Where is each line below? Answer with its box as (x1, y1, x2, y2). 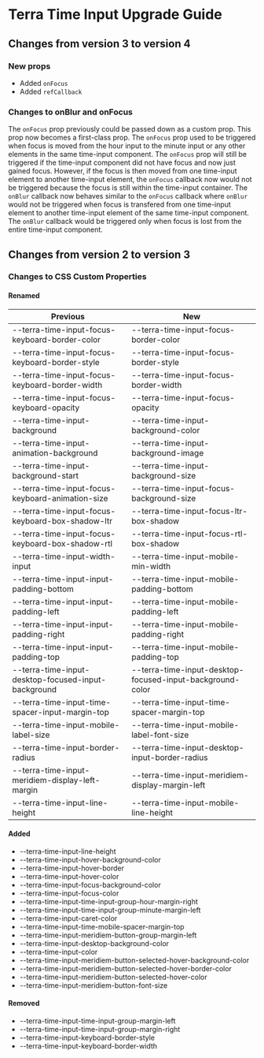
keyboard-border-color (12, 333, 101, 345)
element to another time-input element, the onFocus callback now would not (8, 175, 253, 184)
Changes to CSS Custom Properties (8, 271, 147, 282)
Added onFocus (19, 78, 68, 88)
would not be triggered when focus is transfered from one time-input (8, 199, 232, 210)
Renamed (8, 291, 41, 300)
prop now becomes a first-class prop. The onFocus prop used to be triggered (8, 132, 256, 143)
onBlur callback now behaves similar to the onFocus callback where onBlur (8, 192, 248, 201)
